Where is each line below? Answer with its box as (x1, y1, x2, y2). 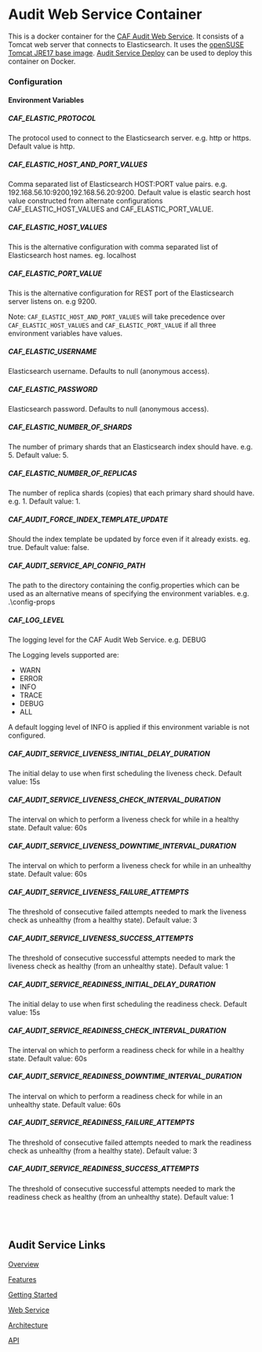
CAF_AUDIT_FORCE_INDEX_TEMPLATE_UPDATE (8, 515, 169, 524)
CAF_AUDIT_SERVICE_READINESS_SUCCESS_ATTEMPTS (8, 1164, 199, 1174)
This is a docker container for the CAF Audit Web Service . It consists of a (8, 31, 245, 41)
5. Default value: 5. (8, 450, 69, 460)
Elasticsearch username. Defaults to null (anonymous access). (8, 367, 210, 376)
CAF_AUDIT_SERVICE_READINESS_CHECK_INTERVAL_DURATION (8, 1025, 227, 1035)
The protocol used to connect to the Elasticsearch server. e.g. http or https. (8, 134, 252, 143)
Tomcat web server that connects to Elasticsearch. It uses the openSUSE (8, 39, 245, 49)
